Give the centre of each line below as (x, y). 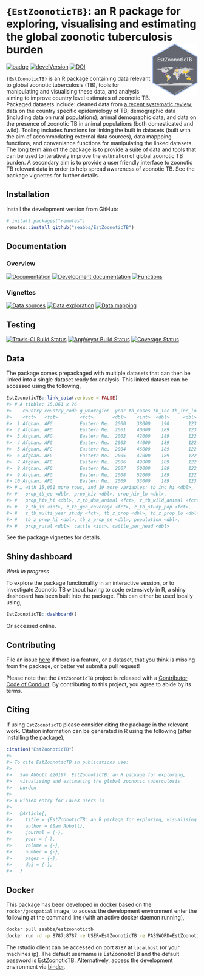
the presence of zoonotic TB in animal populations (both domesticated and (100, 123)
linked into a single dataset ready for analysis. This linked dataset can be (97, 380)
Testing (21, 325)
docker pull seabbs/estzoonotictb (50, 930)
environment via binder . (36, 966)
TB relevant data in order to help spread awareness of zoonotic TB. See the (101, 169)
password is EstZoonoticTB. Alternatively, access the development (90, 960)
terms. (14, 691)
